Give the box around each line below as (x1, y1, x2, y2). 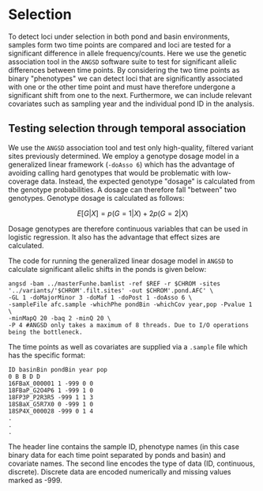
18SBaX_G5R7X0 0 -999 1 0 (8, 400, 93, 408)
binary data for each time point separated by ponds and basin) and (8, 450, 227, 459)
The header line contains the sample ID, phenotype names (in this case (8, 441, 239, 451)
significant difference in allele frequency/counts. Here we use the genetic (8, 48, 247, 58)
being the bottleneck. (8, 328, 83, 336)
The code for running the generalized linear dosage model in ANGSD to (8, 255, 234, 266)
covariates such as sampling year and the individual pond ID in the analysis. (8, 99, 255, 108)
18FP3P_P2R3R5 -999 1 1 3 (8, 393, 93, 401)
